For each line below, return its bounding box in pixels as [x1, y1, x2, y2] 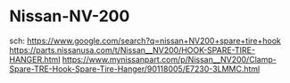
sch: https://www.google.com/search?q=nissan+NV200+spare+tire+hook [9, 35, 281, 46]
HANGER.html [9, 54, 61, 64]
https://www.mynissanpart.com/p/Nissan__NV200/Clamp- [62, 54, 277, 64]
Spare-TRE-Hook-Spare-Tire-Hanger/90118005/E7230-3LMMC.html [9, 64, 261, 74]
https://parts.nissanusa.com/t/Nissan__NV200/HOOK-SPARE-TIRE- [9, 44, 256, 55]
